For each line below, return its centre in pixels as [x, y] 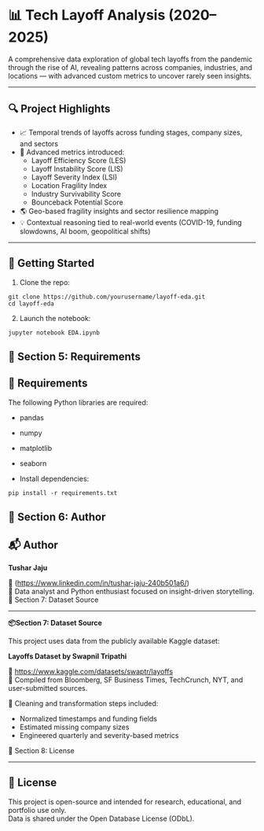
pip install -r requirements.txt [63, 493]
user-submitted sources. [48, 688]
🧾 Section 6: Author [57, 517]
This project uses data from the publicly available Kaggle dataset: [114, 641]
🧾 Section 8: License [41, 750]
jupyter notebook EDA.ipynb [54, 332]
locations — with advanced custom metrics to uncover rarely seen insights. [130, 76]
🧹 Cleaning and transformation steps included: [83, 703]
